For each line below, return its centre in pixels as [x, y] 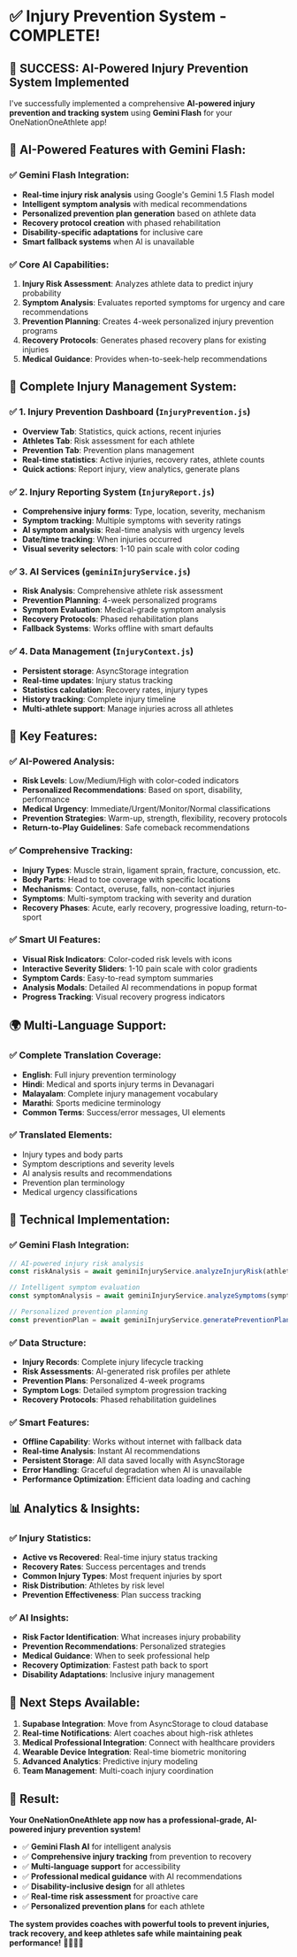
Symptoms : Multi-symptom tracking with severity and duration [137, 898]
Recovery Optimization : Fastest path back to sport [115, 1665]
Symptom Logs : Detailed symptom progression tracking [124, 1391]
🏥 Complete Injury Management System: [123, 387]
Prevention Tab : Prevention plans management [108, 450]
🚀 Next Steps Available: [75, 1703]
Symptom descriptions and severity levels [98, 1163]
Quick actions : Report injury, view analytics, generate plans [131, 469]
